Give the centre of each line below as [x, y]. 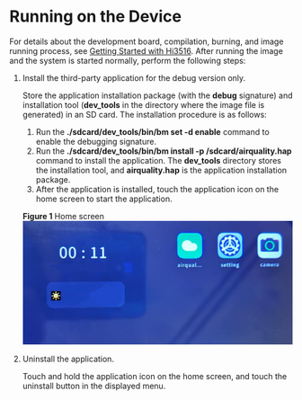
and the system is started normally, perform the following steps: [128, 60]
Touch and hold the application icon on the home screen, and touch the [155, 376]
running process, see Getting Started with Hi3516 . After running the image [146, 50]
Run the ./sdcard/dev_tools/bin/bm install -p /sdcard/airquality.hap [164, 151]
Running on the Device [96, 17]
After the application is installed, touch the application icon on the [157, 189]
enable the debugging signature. [96, 141]
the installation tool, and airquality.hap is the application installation [161, 170]
